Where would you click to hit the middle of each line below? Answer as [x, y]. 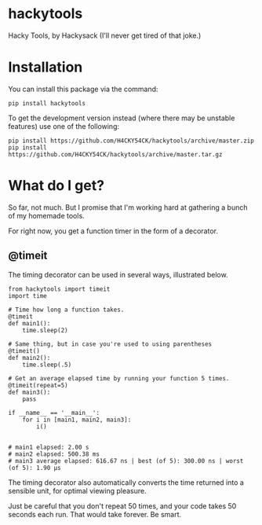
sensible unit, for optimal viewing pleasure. [77, 490]
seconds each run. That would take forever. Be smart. [95, 514]
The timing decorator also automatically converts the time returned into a [126, 482]
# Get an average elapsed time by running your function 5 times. [119, 378]
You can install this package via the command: [83, 89]
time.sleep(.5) [47, 365]
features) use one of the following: [64, 126]
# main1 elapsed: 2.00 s [49, 447]
